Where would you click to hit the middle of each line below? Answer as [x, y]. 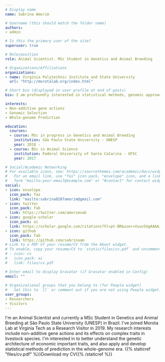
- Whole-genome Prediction [33, 117]
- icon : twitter [22, 204]
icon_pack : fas [25, 194]
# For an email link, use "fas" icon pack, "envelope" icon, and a [78, 176]
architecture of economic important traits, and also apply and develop [76, 343]
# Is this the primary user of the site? [48, 41]
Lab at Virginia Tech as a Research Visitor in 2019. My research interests [78, 328]
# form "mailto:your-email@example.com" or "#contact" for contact [78, 181]
